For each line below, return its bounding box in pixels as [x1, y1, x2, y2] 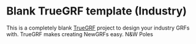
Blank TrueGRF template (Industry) [6, 4, 187, 18]
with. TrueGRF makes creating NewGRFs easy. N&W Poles [6, 30, 153, 37]
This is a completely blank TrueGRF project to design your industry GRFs [6, 24, 190, 31]
